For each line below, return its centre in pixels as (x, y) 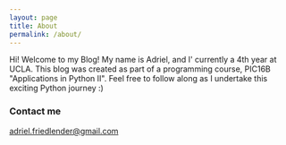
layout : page (34, 17)
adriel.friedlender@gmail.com (64, 131)
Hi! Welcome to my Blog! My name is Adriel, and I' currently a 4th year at (143, 60)
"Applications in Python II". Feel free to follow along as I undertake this (139, 79)
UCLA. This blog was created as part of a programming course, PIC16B (140, 69)
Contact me (35, 111)
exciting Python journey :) (57, 88)
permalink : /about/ (46, 34)
